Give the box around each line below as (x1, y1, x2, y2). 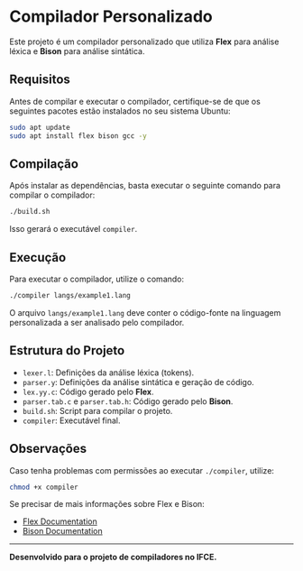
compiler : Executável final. (22, 415, 121, 426)
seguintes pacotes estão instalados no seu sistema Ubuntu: (9, 106, 232, 116)
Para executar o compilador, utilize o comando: (9, 273, 185, 284)
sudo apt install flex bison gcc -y (9, 131, 147, 141)
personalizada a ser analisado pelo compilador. (9, 317, 185, 327)
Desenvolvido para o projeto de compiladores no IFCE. (9, 552, 217, 563)
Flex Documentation (22, 516, 97, 527)
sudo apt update (9, 123, 70, 132)
